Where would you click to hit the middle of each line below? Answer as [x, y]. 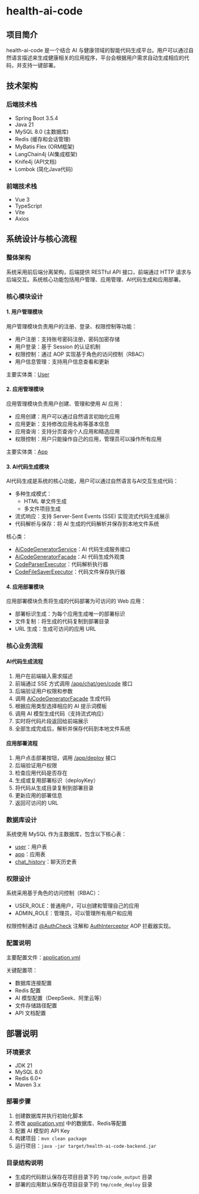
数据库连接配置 [33, 983]
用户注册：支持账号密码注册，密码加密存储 [67, 339]
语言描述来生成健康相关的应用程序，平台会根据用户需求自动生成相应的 [97, 58]
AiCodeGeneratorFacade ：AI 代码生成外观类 [70, 557]
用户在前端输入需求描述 [44, 676]
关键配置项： [22, 970]
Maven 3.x [28, 1085]
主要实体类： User [28, 374]
